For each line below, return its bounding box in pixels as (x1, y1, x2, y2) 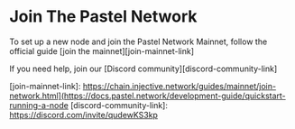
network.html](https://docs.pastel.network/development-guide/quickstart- (9, 90, 286, 101)
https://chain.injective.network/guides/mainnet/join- (82, 80, 277, 91)
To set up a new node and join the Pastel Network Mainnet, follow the (9, 36, 268, 47)
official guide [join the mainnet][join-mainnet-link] (9, 45, 195, 56)
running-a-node (9, 99, 69, 110)
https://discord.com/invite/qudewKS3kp (9, 109, 158, 120)
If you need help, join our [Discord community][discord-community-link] (9, 63, 278, 74)
